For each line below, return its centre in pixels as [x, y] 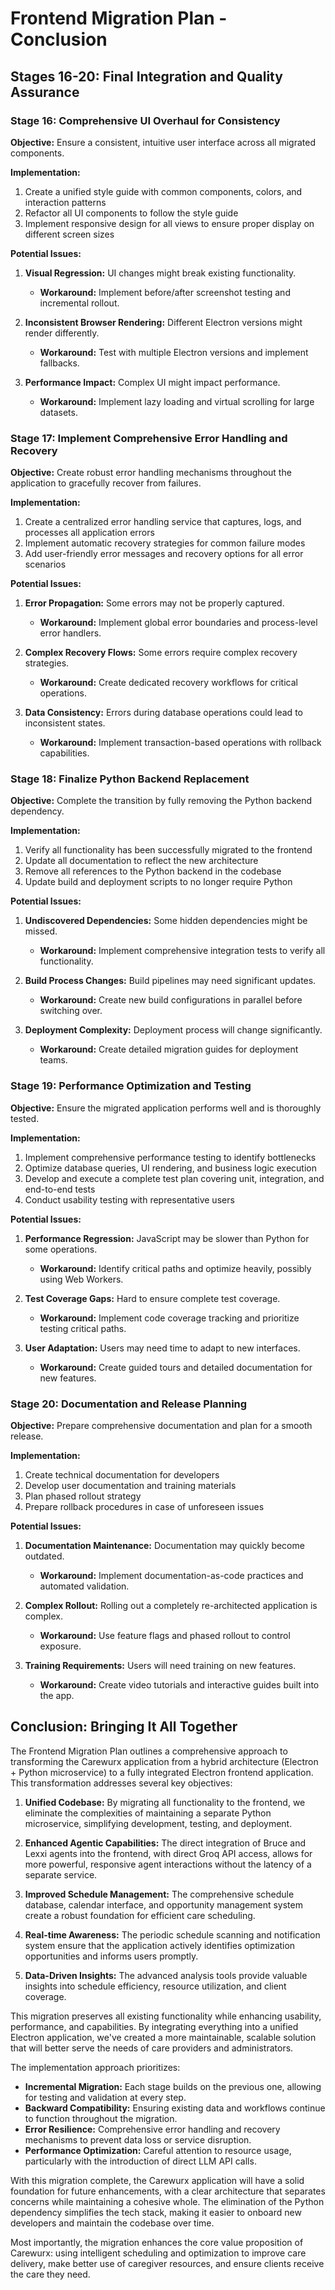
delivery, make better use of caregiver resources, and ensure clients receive [167, 2263]
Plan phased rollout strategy [83, 1496]
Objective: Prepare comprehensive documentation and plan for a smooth [161, 1426]
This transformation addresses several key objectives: [121, 1783]
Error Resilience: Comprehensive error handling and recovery [152, 2129]
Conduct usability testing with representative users [129, 1199]
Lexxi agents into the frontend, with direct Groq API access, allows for [168, 1853]
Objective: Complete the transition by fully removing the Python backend [161, 801]
